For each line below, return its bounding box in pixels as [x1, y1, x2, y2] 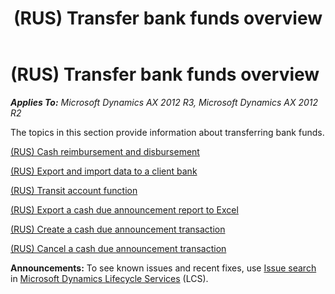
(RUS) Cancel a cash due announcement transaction [10, 242, 227, 254]
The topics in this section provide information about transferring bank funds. [10, 126, 325, 138]
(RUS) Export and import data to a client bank [10, 165, 198, 177]
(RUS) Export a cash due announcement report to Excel [10, 203, 239, 216]
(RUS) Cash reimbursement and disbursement [10, 145, 200, 157]
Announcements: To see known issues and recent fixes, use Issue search [10, 262, 317, 274]
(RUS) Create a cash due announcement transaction [10, 223, 226, 235]
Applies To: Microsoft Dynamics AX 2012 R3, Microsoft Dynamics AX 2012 [10, 96, 319, 108]
